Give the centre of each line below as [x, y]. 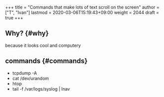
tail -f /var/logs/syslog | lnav [41, 89]
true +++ [14, 18]
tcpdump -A [25, 73]
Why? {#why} [27, 34]
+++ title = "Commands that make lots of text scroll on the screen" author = [82, 7]
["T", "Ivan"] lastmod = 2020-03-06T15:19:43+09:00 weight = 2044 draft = [82, 12]
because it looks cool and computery [43, 45]
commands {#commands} [46, 61]
